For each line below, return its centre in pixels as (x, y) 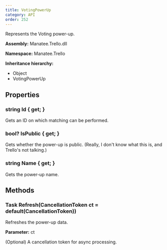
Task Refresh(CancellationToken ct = (52, 205)
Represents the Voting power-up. (40, 34)
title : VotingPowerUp (28, 10)
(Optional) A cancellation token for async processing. (61, 242)
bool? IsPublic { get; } (32, 133)
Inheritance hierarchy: (29, 64)
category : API (20, 15)
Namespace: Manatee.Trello (35, 53)
